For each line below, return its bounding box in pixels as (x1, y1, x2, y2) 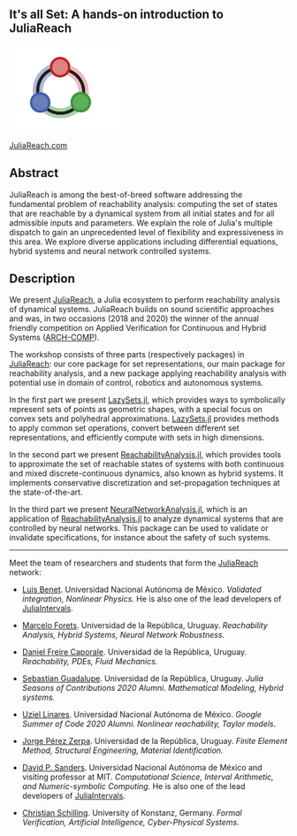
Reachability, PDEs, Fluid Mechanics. (21, 656, 158, 667)
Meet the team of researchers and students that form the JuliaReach (9, 557, 259, 569)
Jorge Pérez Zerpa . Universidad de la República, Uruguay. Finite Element (21, 736, 287, 747)
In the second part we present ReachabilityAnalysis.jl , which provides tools (9, 449, 281, 460)
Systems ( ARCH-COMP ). (9, 332, 100, 343)
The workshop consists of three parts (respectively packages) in (9, 349, 245, 360)
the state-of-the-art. (9, 487, 83, 498)
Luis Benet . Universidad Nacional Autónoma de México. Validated (21, 584, 263, 595)
